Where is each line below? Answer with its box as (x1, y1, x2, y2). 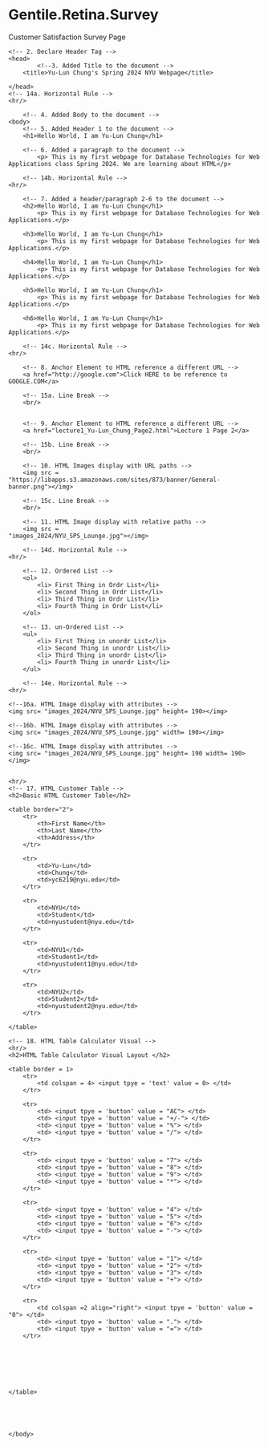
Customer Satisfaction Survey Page (8, 32, 126, 42)
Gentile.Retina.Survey (8, 6, 159, 24)
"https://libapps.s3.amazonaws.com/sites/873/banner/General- (8, 476, 221, 484)
